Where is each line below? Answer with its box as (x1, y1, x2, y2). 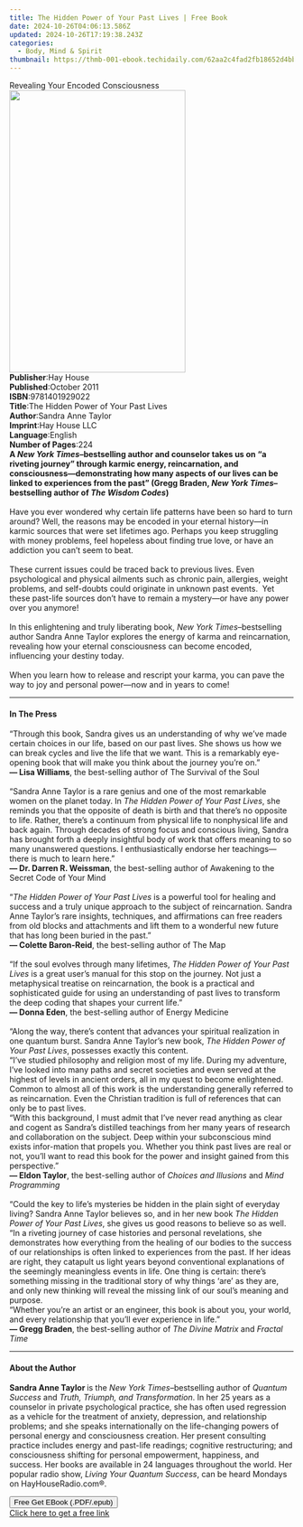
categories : (9, 38, 54, 48)
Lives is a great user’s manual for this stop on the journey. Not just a (9, 969, 262, 979)
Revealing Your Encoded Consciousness (9, 80, 160, 90)
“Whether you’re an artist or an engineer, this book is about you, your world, (9, 1305, 291, 1316)
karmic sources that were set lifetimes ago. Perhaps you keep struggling (9, 526, 279, 536)
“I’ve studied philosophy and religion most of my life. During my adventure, (9, 1054, 287, 1066)
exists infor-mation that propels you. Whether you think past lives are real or (9, 1141, 292, 1152)
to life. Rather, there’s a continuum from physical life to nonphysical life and (9, 815, 289, 826)
